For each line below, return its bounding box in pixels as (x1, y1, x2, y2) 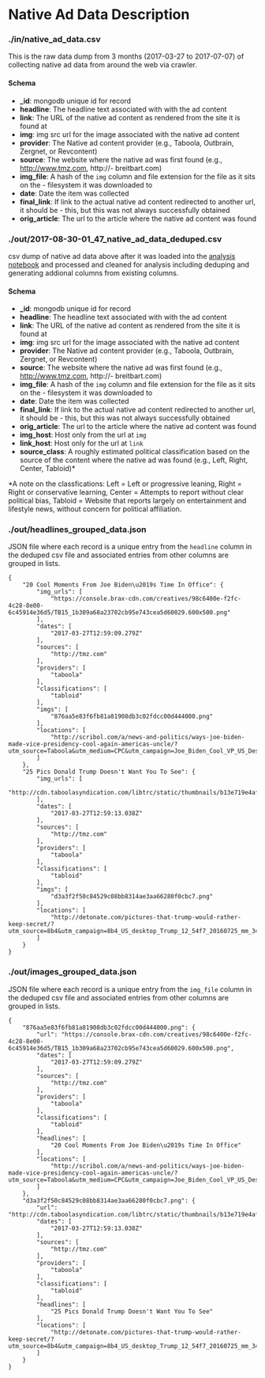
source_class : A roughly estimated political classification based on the (19, 447, 250, 457)
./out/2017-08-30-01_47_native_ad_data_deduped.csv (8, 233, 222, 245)
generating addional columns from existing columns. (8, 268, 179, 278)
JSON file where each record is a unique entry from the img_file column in (8, 984, 252, 994)
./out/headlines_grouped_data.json (8, 524, 147, 535)
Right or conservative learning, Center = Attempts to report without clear (8, 488, 244, 497)
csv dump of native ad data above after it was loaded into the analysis (8, 251, 236, 260)
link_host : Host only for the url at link (19, 438, 144, 448)
